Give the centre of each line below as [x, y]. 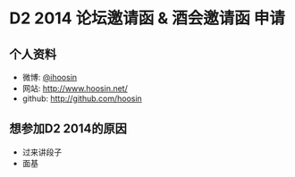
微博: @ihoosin [50, 77]
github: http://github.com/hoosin [82, 98]
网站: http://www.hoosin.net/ [75, 88]
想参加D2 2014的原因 [68, 129]
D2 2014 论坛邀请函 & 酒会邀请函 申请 [147, 18]
